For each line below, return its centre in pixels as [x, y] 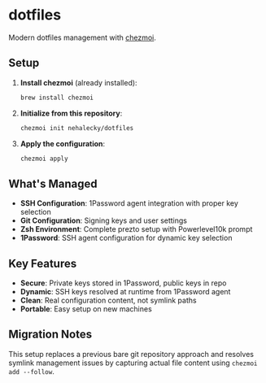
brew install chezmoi [57, 98]
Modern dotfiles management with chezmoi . [83, 37]
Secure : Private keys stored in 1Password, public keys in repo [123, 283]
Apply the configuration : [63, 143]
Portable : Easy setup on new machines [86, 309]
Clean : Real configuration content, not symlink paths [108, 300]
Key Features [43, 263]
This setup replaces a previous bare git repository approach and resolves [131, 354]
